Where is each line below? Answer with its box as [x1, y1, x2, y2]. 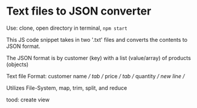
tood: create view [6, 96, 50, 103]
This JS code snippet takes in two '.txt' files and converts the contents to [6, 36, 188, 43]
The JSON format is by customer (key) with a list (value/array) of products [6, 54, 192, 61]
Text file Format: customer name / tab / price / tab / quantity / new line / [6, 72, 185, 79]
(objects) [6, 61, 29, 68]
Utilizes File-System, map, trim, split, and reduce [6, 84, 128, 92]
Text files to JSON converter [6, 4, 152, 18]
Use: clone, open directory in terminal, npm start [6, 24, 128, 32]
